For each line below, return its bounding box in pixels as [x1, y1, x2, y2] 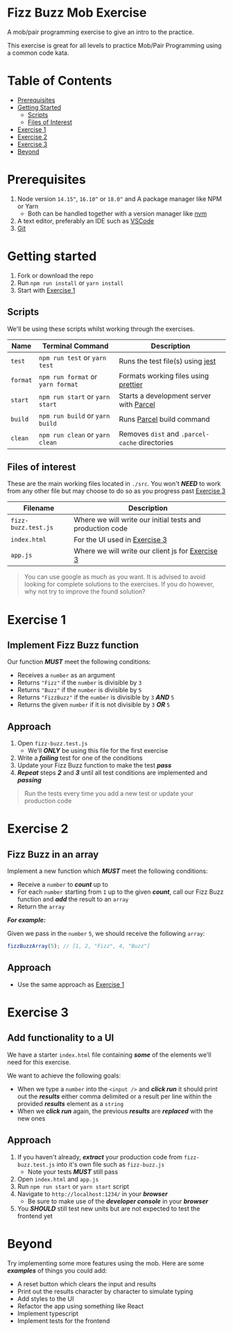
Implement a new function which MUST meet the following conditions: [7, 867, 208, 875]
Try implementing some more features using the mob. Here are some [7, 1259, 205, 1267]
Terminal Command [42, 341, 109, 351]
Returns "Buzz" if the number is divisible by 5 [17, 686, 142, 694]
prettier [119, 379, 144, 389]
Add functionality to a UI [7, 1032, 114, 1044]
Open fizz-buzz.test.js [17, 739, 88, 747]
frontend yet [17, 1211, 53, 1220]
